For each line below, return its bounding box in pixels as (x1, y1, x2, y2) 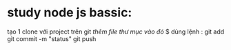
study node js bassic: (7, 5, 132, 21)
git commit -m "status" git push (7, 34, 97, 42)
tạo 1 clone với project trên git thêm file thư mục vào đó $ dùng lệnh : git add (7, 27, 225, 36)
